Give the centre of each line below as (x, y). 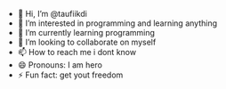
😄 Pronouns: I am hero (60, 65)
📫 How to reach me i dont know (77, 52)
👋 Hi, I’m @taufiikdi (52, 14)
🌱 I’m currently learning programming (86, 32)
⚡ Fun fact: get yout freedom (70, 75)
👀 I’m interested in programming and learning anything (117, 23)
